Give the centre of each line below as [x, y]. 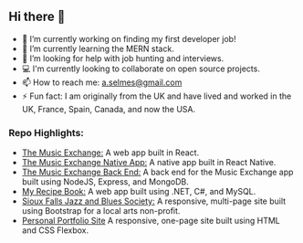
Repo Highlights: [46, 132]
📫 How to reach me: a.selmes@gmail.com [102, 82]
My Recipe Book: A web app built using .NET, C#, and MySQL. [139, 192]
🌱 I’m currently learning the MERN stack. [98, 48]
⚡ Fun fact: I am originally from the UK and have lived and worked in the [157, 96]
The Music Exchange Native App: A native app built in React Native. [149, 163]
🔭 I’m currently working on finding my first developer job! [129, 38]
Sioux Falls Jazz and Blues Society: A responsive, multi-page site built [154, 201]
